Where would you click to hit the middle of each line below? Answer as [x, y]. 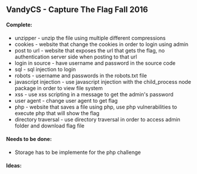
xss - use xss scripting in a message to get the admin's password [94, 94]
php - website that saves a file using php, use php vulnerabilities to [96, 107]
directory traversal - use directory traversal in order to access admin [97, 119]
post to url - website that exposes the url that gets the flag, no [90, 50]
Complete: [19, 24]
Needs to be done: [29, 139]
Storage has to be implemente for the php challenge [78, 152]
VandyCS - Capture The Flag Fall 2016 [77, 10]
